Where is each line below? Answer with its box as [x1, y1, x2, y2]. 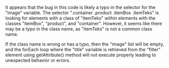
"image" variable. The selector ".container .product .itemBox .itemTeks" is [5, 10, 159, 16]
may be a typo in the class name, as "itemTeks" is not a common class [5, 26, 152, 32]
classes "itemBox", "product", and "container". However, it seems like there [5, 20, 162, 26]
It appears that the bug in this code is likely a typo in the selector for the [5, 5, 156, 10]
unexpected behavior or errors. [5, 57, 71, 63]
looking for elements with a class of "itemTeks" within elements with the [5, 15, 156, 21]
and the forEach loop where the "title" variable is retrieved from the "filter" [5, 47, 161, 52]
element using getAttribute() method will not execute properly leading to [5, 52, 156, 58]
